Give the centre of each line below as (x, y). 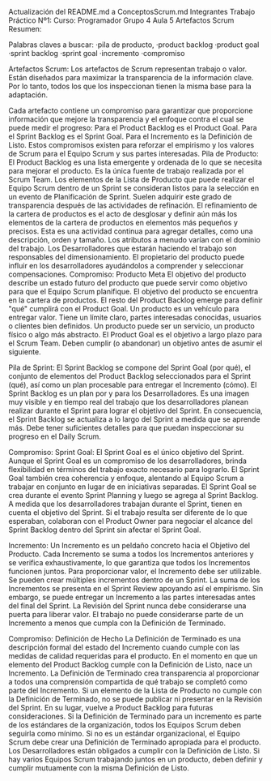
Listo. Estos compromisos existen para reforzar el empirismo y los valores (131, 145)
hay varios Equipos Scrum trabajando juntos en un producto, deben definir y (135, 759)
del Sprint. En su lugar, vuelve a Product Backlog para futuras (111, 708)
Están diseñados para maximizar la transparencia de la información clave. (131, 77)
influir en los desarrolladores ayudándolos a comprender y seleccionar (126, 266)
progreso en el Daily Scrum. (55, 436)
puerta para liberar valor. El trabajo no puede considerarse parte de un (126, 614)
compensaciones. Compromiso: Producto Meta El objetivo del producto (127, 274)
